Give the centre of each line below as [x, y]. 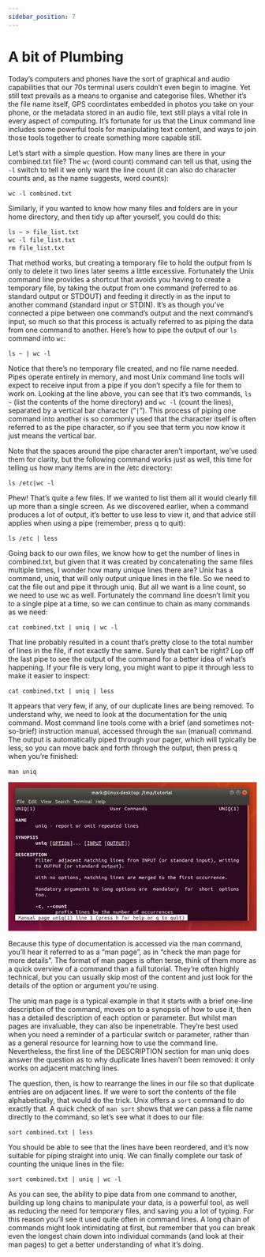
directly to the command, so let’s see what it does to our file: [106, 1117]
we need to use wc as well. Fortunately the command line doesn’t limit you [129, 595]
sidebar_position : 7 [42, 17]
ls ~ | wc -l [30, 353]
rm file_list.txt [37, 248]
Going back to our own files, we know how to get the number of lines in [124, 553]
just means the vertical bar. [52, 436]
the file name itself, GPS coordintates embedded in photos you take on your [131, 104]
